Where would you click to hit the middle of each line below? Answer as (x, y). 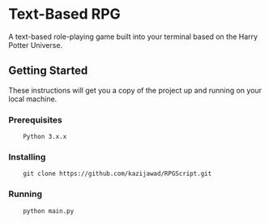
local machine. (33, 99)
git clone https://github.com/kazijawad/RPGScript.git (117, 174)
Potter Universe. (36, 45)
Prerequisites (35, 120)
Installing (27, 157)
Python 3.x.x (45, 137)
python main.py (49, 211)
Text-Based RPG (65, 14)
